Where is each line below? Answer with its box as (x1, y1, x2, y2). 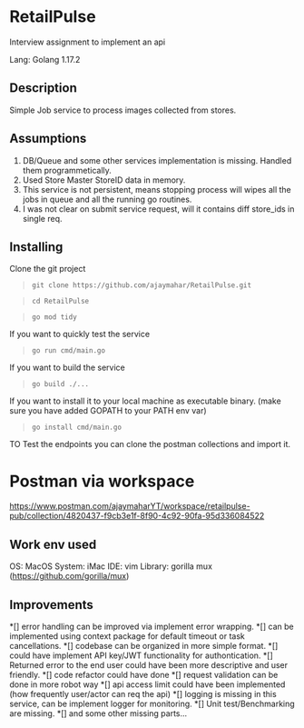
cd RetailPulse (31, 297, 90, 306)
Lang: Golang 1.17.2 (9, 54, 81, 65)
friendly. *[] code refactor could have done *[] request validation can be (9, 669, 279, 680)
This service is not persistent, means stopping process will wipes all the (22, 184, 292, 194)
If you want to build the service (9, 362, 125, 374)
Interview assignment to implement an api (9, 36, 166, 47)
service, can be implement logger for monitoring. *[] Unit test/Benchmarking (9, 698, 295, 709)
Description (9, 80, 77, 96)
